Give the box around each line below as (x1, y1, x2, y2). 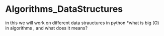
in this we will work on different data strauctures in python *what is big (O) (5, 20, 159, 26)
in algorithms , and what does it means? (5, 25, 88, 31)
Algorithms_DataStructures (5, 3, 123, 15)
